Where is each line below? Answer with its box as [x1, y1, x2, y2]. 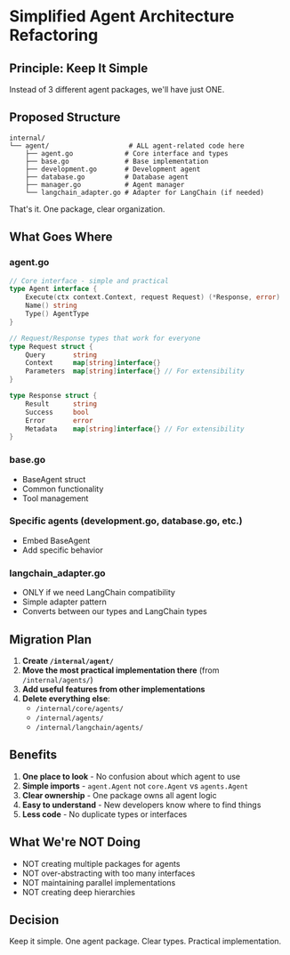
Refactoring [9, 25, 99, 45]
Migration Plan [9, 632, 92, 647]
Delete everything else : [21, 692, 111, 704]
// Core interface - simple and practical [9, 276, 169, 286]
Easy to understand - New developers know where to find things [21, 799, 262, 810]
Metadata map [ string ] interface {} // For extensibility [25, 425, 245, 433]
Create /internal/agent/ [21, 655, 114, 666]
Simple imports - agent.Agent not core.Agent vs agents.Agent [21, 781, 249, 791]
